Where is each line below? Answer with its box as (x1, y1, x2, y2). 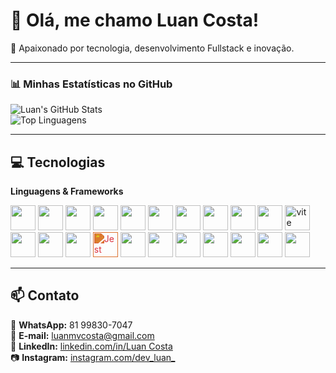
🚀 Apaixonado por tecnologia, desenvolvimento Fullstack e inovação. (10, 42, 295, 54)
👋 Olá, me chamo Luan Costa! (10, 9, 260, 32)
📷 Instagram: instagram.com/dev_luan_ (10, 351, 176, 363)
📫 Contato (10, 287, 80, 304)
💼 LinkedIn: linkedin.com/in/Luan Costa (10, 340, 173, 352)
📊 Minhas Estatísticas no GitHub (10, 77, 173, 91)
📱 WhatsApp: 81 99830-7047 (10, 319, 133, 331)
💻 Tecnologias (10, 154, 106, 171)
